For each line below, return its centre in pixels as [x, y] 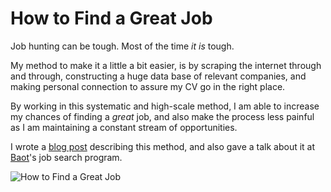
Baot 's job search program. [66, 157]
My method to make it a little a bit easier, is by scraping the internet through [166, 65]
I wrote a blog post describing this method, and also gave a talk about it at [163, 146]
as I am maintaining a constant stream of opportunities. [124, 127]
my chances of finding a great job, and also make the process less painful [162, 116]
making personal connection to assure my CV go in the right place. [148, 86]
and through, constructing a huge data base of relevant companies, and [158, 76]
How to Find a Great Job [111, 18]
